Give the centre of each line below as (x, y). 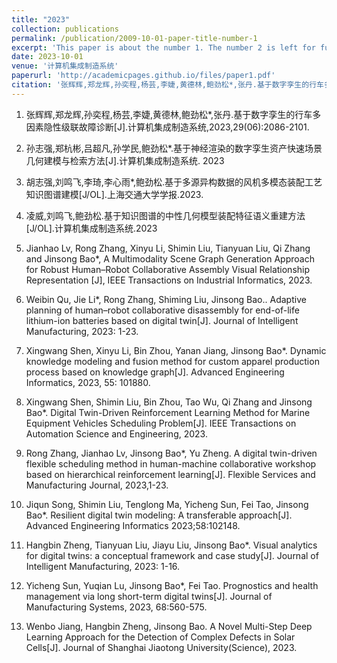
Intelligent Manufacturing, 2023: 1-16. (103, 566)
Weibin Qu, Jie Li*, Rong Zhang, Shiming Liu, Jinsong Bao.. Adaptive (166, 299)
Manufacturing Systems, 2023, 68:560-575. (116, 607)
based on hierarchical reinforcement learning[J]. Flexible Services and (170, 474)
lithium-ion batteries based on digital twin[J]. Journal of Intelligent (162, 320)
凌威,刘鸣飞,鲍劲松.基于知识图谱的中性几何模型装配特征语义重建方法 (165, 215)
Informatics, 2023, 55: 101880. (88, 382)
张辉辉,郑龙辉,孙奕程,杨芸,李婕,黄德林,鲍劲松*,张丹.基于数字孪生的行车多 (173, 114)
